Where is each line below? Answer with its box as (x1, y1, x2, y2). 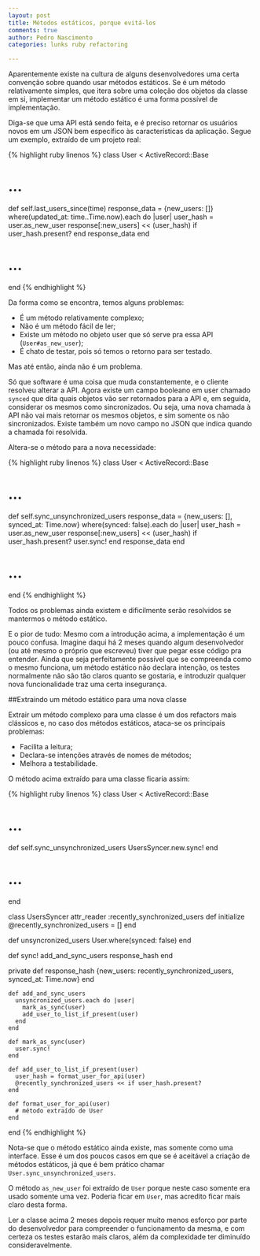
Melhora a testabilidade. (19, 758, 98, 768)
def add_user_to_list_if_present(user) (8, 1065, 139, 1073)
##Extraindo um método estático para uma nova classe (8, 694, 187, 704)
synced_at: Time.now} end (8, 974, 94, 983)
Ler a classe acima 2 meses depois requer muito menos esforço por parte (8, 1215, 247, 1224)
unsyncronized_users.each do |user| (15, 996, 135, 1005)
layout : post (8, 11, 51, 20)
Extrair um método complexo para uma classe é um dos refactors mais (8, 710, 237, 719)
